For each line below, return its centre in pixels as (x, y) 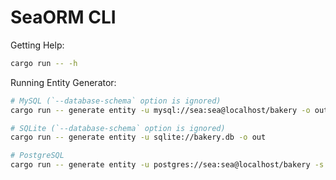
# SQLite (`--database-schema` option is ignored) (118, 128)
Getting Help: (37, 45)
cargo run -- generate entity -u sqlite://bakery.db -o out (138, 137)
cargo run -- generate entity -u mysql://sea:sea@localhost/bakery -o (160, 110)
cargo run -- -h (44, 63)
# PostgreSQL (37, 156)
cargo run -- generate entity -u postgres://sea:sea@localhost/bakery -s (167, 165)
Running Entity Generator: (63, 82)
